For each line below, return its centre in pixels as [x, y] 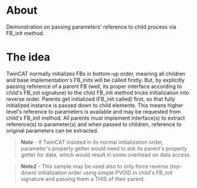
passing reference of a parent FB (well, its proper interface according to [94, 86]
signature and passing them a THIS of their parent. [83, 178]
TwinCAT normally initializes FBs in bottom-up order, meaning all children [96, 73]
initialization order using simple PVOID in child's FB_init [105, 173]
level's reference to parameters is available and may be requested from [94, 111]
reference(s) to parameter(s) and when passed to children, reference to [94, 124]
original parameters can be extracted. [52, 130]
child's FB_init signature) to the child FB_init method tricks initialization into [98, 92]
